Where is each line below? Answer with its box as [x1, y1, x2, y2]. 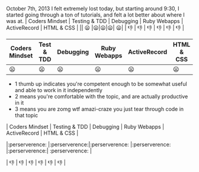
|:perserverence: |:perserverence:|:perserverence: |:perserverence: [6, 141, 171, 148]
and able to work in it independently [14, 87, 102, 93]
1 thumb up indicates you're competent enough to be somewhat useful [14, 80, 188, 87]
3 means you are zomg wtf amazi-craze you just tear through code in [14, 106, 184, 112]
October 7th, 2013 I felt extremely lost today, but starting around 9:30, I [6, 5, 179, 12]
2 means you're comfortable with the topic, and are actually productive [14, 93, 188, 100]
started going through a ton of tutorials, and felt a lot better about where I [6, 11, 185, 18]
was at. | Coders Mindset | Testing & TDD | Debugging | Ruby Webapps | [6, 18, 184, 24]
